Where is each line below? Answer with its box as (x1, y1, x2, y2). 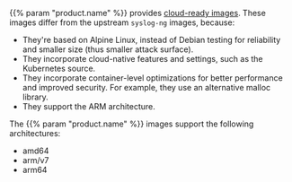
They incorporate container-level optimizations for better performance (22, 73, 283, 83)
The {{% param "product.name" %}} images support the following (9, 118, 254, 129)
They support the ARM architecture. (22, 101, 155, 111)
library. (22, 91, 49, 102)
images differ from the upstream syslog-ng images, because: (9, 17, 235, 28)
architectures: (9, 128, 61, 138)
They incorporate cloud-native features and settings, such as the (22, 54, 263, 64)
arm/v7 (22, 155, 49, 165)
